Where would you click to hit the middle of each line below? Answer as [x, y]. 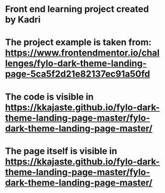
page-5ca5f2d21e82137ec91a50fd [78, 74]
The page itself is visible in [61, 151]
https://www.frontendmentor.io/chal [82, 53]
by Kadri [23, 20]
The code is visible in [50, 96]
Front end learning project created [77, 9]
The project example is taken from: [79, 42]
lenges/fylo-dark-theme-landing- [76, 64]
